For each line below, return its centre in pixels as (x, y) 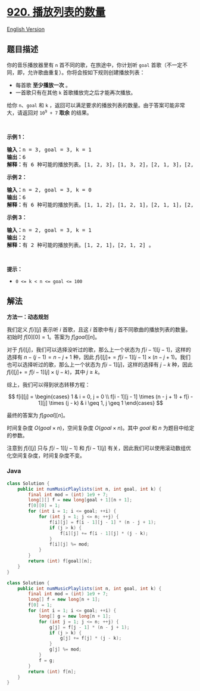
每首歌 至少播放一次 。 (43, 85)
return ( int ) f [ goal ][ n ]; (60, 561)
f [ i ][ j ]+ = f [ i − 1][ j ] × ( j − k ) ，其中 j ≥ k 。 (55, 372)
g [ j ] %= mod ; (65, 650)
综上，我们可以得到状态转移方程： (49, 385)
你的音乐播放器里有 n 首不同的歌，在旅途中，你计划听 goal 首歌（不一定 (95, 65)
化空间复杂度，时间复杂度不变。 (46, 455)
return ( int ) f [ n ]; (52, 671)
